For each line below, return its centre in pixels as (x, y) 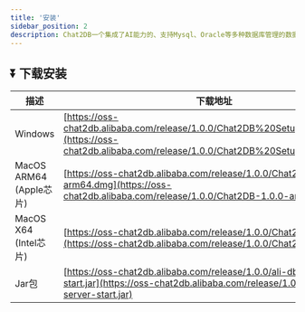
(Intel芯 (30, 243)
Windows (35, 134)
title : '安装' (36, 18)
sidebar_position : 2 (49, 26)
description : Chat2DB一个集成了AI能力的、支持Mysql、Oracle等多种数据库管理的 (148, 34)
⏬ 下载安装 (38, 73)
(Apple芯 (34, 190)
